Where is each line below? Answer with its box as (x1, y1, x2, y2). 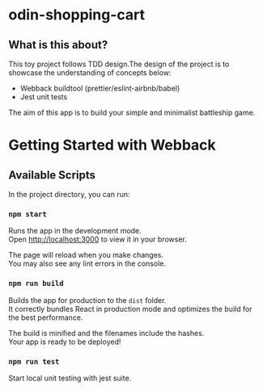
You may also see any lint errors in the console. (8, 259, 166, 268)
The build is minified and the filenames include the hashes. (8, 328, 205, 338)
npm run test (8, 357, 60, 366)
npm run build (8, 279, 64, 288)
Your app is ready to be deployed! (8, 337, 121, 347)
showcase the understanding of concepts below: (8, 68, 172, 78)
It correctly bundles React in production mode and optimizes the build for (8, 304, 252, 313)
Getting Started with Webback (8, 136, 216, 154)
